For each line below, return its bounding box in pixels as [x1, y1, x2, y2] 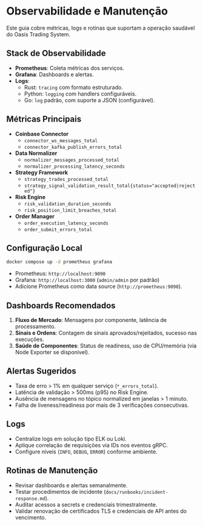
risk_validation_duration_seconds [24, 201, 111, 207]
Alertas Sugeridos [6, 366, 77, 376]
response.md [15, 495, 45, 502]
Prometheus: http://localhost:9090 [15, 270, 106, 277]
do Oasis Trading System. [6, 30, 71, 38]
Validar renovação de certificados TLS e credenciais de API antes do [15, 507, 187, 514]
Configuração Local [6, 243, 83, 253]
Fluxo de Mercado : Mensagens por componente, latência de [15, 317, 167, 324]
